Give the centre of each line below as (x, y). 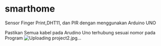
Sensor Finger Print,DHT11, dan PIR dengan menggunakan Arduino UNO (80, 23)
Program (14, 38)
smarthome (30, 9)
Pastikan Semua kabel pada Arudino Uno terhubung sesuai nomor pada (80, 32)
